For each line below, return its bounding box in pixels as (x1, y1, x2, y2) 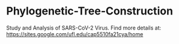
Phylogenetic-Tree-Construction (6, 4, 173, 18)
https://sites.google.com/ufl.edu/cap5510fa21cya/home (6, 30, 144, 37)
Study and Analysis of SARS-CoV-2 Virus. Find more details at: (6, 24, 162, 31)
